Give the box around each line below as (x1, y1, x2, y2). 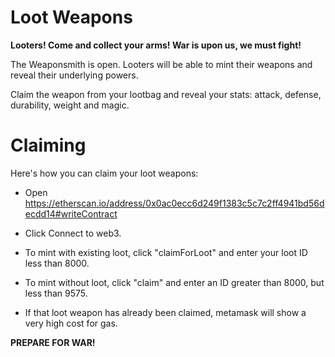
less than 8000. (24, 257, 90, 269)
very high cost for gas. (24, 317, 118, 329)
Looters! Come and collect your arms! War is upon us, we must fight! (10, 39, 302, 51)
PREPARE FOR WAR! (10, 336, 96, 348)
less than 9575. (24, 287, 88, 299)
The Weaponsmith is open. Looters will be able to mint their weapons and (10, 58, 313, 70)
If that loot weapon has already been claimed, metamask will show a (24, 306, 307, 318)
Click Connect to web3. (24, 227, 122, 239)
